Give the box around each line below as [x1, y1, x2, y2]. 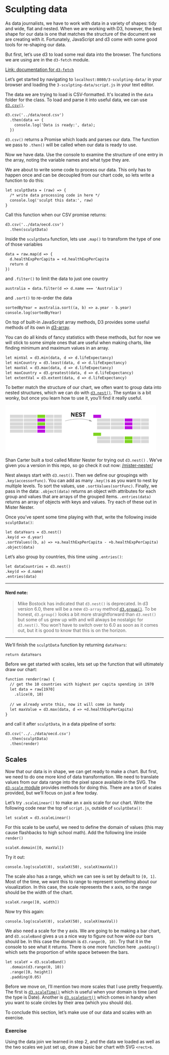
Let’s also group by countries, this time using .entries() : [5, 553, 123, 560]
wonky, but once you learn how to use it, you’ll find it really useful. [5, 394, 142, 401]
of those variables [5, 241, 43, 247]
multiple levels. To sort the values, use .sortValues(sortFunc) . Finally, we [5, 483, 157, 489]
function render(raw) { [5, 677, 55, 682]
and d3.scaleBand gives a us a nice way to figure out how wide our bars [5, 933, 153, 939]
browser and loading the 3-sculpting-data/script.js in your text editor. [5, 82, 154, 88]
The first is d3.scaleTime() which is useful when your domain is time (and [5, 988, 157, 995]
